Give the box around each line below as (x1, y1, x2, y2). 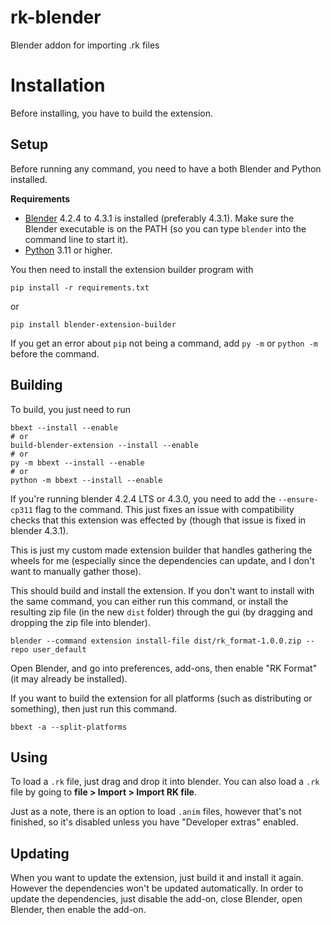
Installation (10, 74, 106, 97)
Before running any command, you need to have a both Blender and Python (10, 162, 322, 175)
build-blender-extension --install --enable (10, 440, 199, 450)
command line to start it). (24, 233, 129, 245)
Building (10, 377, 63, 394)
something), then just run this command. (10, 702, 178, 715)
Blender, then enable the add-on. (10, 904, 147, 916)
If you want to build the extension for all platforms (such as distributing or (10, 692, 313, 704)
